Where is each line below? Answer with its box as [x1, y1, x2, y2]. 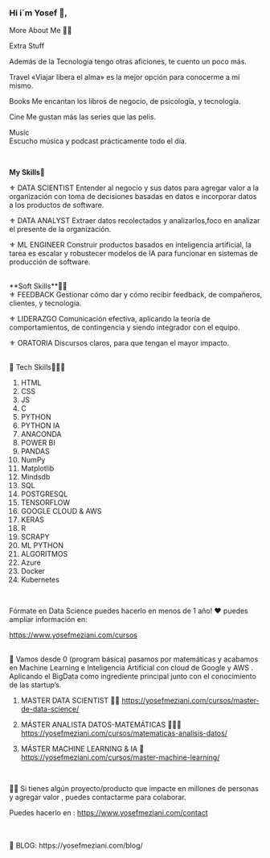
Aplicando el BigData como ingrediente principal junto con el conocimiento [9, 672, 256, 682]
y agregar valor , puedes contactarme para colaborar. [9, 793, 187, 802]
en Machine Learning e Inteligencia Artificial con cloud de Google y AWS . [9, 663, 254, 673]
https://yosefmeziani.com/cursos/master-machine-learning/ [20, 752, 220, 762]
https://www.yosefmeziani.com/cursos [9, 630, 137, 640]
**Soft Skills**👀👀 [9, 281, 67, 291]
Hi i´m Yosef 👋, [9, 7, 67, 19]
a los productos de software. [9, 201, 104, 210]
